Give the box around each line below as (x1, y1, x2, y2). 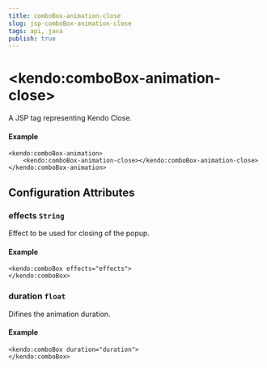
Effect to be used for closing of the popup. (8, 228, 150, 239)
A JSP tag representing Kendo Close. (8, 113, 132, 123)
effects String (8, 209, 65, 221)
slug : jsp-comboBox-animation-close (8, 19, 132, 27)
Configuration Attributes (8, 185, 135, 199)
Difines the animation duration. (8, 309, 111, 319)
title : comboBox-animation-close (8, 11, 121, 20)
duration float (8, 290, 66, 302)
